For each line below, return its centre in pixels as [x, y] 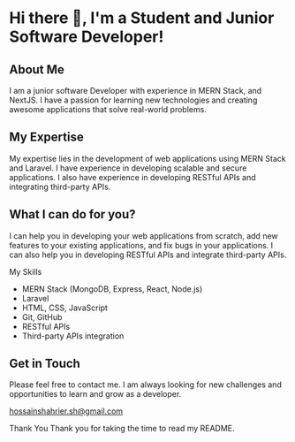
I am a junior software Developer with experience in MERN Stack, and [136, 91]
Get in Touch [45, 364]
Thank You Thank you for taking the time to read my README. [122, 429]
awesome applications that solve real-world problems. [108, 109]
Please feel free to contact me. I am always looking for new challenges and [146, 385]
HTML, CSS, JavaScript [65, 308]
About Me [37, 69]
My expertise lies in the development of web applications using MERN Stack [148, 158]
